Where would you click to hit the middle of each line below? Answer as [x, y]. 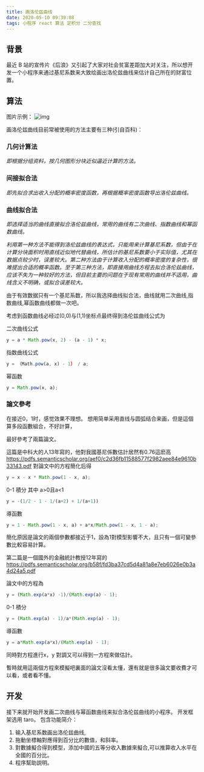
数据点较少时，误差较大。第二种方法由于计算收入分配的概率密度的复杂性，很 [102, 259]
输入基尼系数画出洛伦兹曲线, [50, 732]
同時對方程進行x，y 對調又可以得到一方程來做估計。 [71, 655]
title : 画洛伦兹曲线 [29, 12]
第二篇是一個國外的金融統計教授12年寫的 [57, 558]
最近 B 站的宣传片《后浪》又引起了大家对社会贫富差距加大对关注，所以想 [97, 65]
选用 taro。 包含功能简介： [44, 719]
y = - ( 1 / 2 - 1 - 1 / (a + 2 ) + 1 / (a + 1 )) [52, 501]
